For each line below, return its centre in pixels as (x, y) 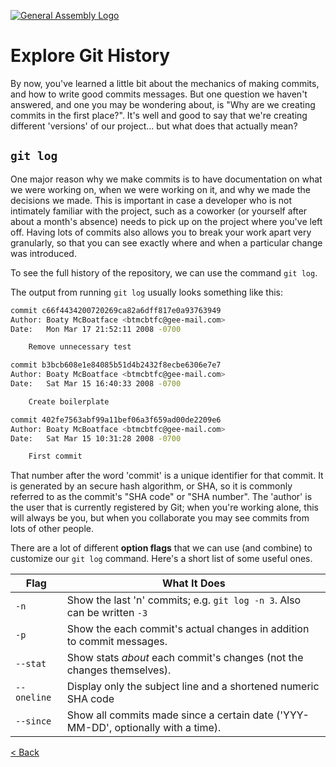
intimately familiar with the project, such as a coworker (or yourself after (159, 211)
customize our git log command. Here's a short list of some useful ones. (161, 559)
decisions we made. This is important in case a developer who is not (151, 200)
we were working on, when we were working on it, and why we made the (160, 189)
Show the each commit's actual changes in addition (188, 629)
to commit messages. (117, 642)
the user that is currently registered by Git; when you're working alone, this (164, 507)
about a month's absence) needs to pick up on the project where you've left (166, 221)
